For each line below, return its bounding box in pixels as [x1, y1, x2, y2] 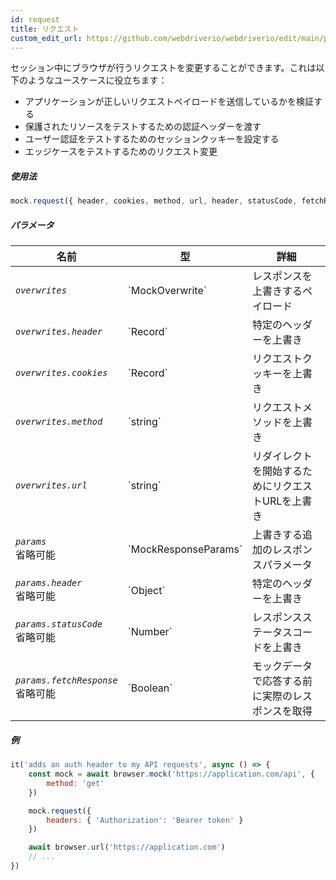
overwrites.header [15, 326, 103, 338]
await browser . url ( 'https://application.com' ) [28, 842, 226, 853]
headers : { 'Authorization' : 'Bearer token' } [46, 815, 244, 825]
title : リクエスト [10, 24, 80, 34]
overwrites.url [15, 480, 88, 491]
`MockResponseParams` [127, 542, 243, 556]
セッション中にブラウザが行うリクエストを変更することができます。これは [10, 62, 317, 74]
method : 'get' [46, 778, 105, 788]
